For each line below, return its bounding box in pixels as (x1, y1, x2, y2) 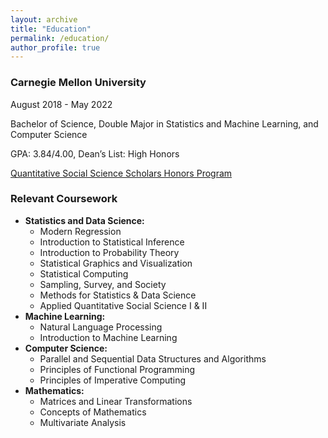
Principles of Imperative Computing (39, 374, 187, 386)
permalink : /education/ (10, 33, 110, 43)
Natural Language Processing (39, 321, 163, 333)
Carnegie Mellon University (10, 76, 147, 90)
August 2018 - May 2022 (10, 98, 113, 110)
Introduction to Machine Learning (39, 331, 178, 343)
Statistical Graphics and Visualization (39, 257, 193, 269)
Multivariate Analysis (39, 416, 127, 428)
